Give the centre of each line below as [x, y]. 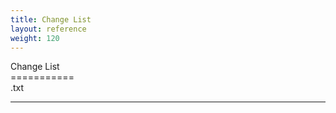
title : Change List [51, 19]
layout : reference [48, 29]
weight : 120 [35, 38]
